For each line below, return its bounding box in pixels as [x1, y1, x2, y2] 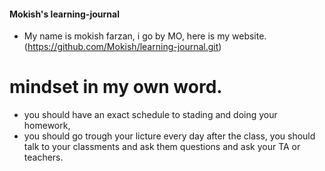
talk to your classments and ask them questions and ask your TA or [23, 141, 301, 153]
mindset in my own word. [9, 76, 223, 99]
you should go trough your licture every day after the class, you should [23, 130, 316, 142]
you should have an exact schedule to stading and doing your [23, 109, 278, 121]
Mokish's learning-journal [9, 8, 120, 20]
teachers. [23, 151, 64, 164]
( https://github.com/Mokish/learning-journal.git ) [23, 41, 222, 53]
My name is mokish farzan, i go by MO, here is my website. [23, 30, 267, 42]
